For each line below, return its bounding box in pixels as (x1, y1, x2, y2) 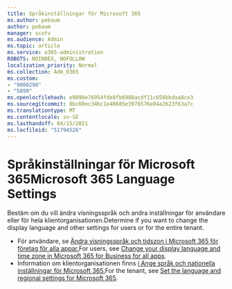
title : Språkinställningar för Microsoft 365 (7, 10, 141, 17)
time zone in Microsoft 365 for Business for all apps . (17, 251, 167, 261)
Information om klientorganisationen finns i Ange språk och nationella (17, 259, 216, 267)
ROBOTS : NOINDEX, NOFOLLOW (7, 56, 85, 63)
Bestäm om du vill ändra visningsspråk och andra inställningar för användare (7, 209, 226, 217)
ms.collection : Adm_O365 (7, 68, 79, 75)
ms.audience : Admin (7, 36, 64, 43)
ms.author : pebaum (7, 17, 60, 24)
